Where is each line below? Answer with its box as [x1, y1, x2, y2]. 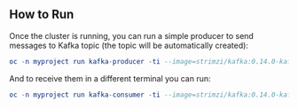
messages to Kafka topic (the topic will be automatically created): [9, 40, 248, 50]
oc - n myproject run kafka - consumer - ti [9, 90, 161, 99]
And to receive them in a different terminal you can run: [9, 73, 211, 83]
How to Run [9, 7, 74, 22]
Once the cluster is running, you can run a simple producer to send [9, 30, 255, 41]
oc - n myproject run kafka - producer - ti [9, 57, 161, 66]
